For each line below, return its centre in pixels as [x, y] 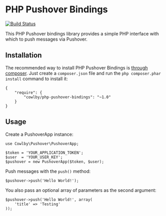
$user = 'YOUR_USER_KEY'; [34, 157]
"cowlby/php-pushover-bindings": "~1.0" [67, 97]
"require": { [28, 93]
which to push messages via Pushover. [46, 39]
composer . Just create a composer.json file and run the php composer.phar [83, 73]
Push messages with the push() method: [48, 171]
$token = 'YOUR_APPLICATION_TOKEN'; [44, 153]
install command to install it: [37, 79]
